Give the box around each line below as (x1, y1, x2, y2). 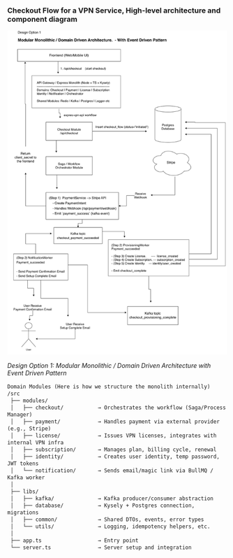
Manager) (7, 411, 33, 418)
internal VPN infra (7, 439, 64, 446)
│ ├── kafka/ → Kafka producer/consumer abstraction (10, 495, 214, 502)
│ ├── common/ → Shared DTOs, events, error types (10, 516, 204, 523)
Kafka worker (7, 474, 45, 481)
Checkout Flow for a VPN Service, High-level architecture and (7, 6, 221, 15)
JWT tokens (7, 460, 39, 467)
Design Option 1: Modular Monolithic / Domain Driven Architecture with (7, 361, 211, 369)
